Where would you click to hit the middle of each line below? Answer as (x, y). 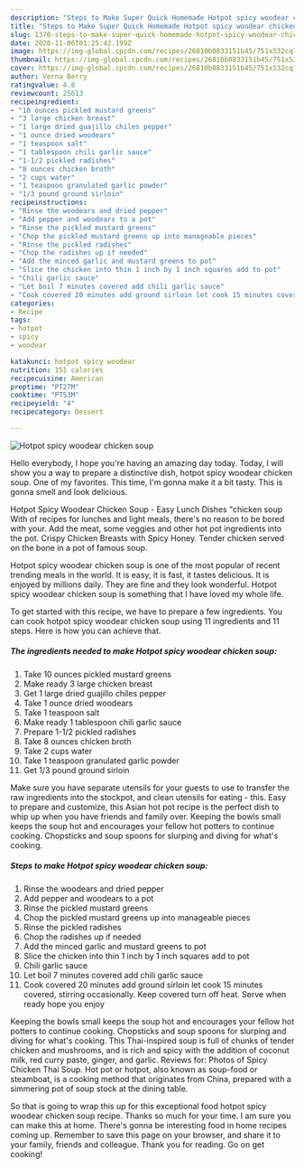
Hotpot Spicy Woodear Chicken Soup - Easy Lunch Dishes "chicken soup (147, 509)
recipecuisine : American (57, 378)
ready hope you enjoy (64, 1004)
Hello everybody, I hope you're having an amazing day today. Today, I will (147, 463)
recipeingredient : (45, 102)
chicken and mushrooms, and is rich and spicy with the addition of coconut (150, 1050)
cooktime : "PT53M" (45, 395)
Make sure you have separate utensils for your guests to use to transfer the (150, 788)
